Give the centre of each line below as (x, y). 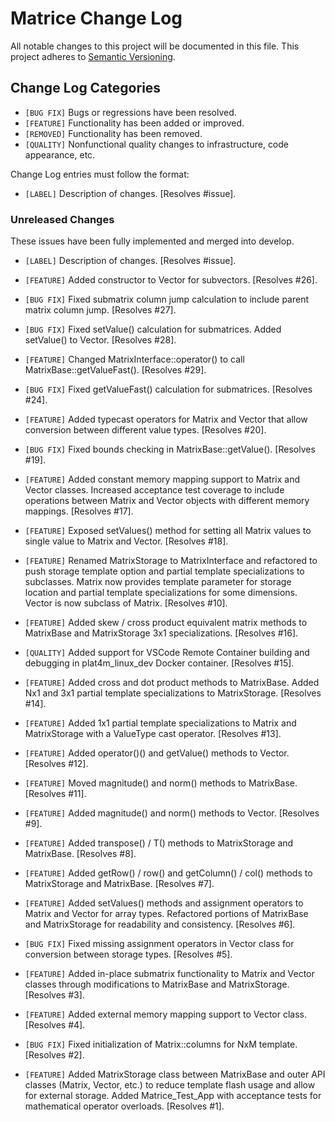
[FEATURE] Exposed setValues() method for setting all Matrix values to (168, 531)
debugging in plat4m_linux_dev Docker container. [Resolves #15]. (159, 663)
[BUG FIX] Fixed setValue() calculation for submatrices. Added (153, 329)
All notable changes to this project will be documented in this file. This (155, 46)
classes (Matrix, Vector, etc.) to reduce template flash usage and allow (170, 1085)
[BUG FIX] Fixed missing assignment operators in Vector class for (159, 944)
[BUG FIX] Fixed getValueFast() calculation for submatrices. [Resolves (168, 389)
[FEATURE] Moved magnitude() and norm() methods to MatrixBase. (161, 783)
